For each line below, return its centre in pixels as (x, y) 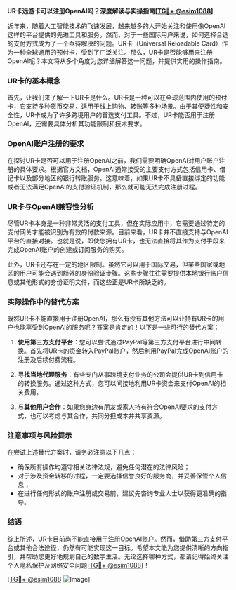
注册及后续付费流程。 (48, 360)
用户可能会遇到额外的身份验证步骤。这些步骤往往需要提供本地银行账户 (121, 273)
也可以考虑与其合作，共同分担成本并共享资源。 (98, 416)
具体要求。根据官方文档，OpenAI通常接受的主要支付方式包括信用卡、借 (123, 169)
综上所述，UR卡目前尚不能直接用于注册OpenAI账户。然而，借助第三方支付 (115, 539)
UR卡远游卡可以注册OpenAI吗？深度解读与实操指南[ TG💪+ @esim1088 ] (110, 11)
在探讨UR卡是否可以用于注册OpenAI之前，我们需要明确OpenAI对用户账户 (113, 160)
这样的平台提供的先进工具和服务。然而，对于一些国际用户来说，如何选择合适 (118, 35)
